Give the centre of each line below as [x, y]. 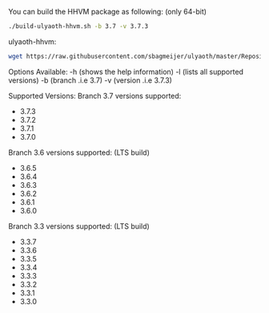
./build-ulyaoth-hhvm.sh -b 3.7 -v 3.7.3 [78, 26]
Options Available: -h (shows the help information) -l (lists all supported [126, 71]
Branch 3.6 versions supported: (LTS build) [79, 152]
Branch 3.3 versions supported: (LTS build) [79, 226]
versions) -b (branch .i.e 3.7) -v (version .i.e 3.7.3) [90, 80]
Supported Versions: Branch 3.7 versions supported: [95, 96]
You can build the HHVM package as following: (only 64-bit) [107, 12]
